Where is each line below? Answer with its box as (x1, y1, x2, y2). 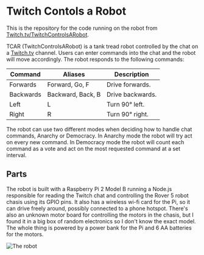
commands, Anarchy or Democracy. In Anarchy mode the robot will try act (6, 132, 193, 139)
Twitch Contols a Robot (6, 4, 127, 18)
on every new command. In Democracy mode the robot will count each (6, 138, 185, 145)
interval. (6, 151, 27, 159)
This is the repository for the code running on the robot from (6, 24, 158, 32)
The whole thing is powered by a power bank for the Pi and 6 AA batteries (6, 224, 192, 231)
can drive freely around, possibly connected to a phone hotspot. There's (6, 204, 188, 212)
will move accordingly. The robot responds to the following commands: (6, 55, 185, 63)
